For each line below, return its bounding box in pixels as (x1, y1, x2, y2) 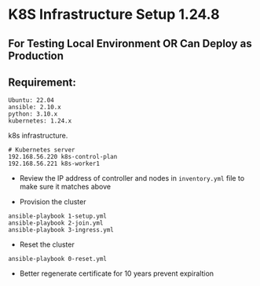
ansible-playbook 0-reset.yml (8, 255, 108, 263)
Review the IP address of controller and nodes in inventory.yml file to (19, 174, 245, 183)
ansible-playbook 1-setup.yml (8, 212, 108, 221)
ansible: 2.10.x (8, 104, 61, 112)
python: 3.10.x (8, 110, 58, 119)
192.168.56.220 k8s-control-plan (8, 153, 118, 161)
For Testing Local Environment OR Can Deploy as (8, 37, 253, 50)
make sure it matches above (19, 182, 112, 192)
